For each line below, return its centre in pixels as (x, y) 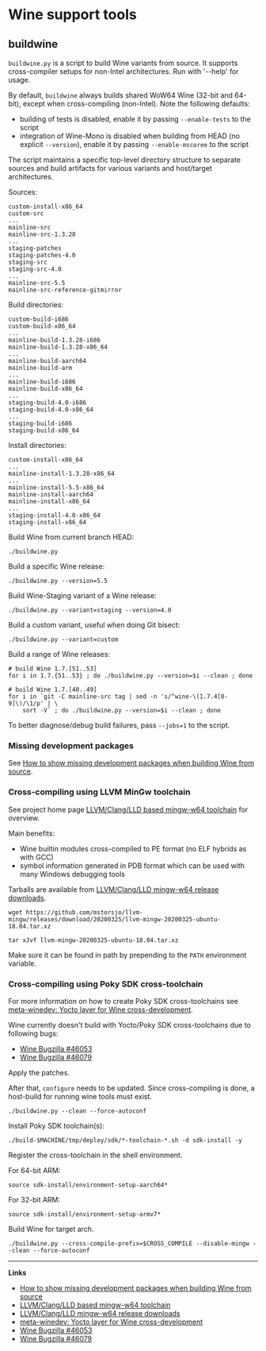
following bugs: (33, 1033)
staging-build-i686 (40, 423)
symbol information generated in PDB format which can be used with (132, 865)
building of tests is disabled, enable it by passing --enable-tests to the (135, 119)
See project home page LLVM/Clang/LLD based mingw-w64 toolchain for (128, 809)
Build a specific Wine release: (57, 566)
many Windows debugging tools (72, 874)
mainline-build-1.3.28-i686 (55, 340)
